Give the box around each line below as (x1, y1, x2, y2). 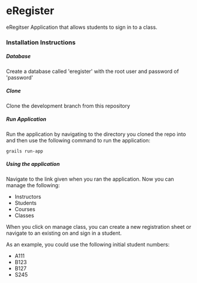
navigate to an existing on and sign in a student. (6, 229, 122, 237)
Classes (14, 212, 34, 219)
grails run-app (6, 148, 44, 154)
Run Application (6, 116, 46, 123)
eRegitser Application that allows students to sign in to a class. (6, 24, 158, 31)
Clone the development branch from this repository (6, 102, 131, 109)
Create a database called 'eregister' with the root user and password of (6, 68, 179, 75)
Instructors (14, 193, 41, 200)
